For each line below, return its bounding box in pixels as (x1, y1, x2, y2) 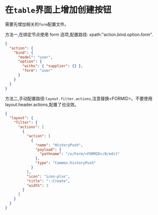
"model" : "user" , (17, 55, 53, 59)
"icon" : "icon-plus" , (26, 174, 70, 179)
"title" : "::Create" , (26, 178, 70, 184)
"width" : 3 (26, 183, 49, 188)
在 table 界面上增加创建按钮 (5, 4, 112, 15)
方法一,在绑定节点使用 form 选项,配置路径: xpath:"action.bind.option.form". (5, 31, 153, 37)
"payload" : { (35, 147, 62, 152)
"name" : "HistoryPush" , (35, 143, 83, 147)
